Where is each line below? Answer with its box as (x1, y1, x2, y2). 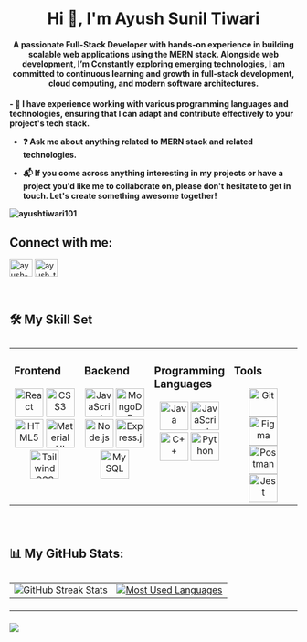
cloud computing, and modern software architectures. (48, 78, 259, 89)
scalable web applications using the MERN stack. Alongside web (28, 48, 279, 59)
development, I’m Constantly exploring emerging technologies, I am (21, 58, 286, 69)
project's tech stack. (9, 118, 90, 129)
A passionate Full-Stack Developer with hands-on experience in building (13, 38, 294, 49)
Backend (83, 364, 131, 378)
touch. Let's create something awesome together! (22, 191, 217, 202)
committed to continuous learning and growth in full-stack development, (12, 68, 295, 79)
